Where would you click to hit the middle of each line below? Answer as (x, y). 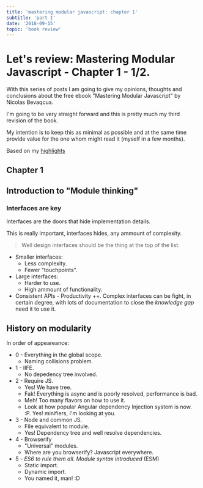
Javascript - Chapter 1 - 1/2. (78, 72)
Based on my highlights (36, 151)
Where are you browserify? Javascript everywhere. (89, 453)
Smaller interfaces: (39, 257)
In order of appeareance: (38, 343)
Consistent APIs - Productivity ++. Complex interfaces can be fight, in (103, 296)
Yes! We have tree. (48, 387)
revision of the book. (32, 120)
